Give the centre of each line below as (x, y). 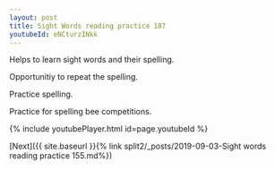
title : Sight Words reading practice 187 (88, 26)
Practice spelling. (41, 94)
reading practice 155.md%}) (61, 156)
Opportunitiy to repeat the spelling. (74, 77)
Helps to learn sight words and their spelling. (92, 60)
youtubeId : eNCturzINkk (54, 34)
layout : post (34, 17)
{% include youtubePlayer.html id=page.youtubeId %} (109, 129)
